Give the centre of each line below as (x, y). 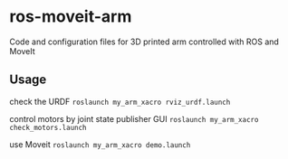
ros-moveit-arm (71, 17)
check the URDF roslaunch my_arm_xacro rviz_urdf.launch (120, 101)
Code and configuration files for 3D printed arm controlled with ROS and (144, 42)
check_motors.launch (48, 127)
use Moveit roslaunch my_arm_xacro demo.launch (100, 144)
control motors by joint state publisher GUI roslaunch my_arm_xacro (134, 118)
